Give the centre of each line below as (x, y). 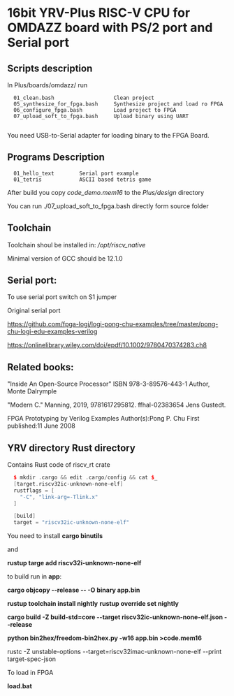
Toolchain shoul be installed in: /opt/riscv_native (76, 245)
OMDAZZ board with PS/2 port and (110, 28)
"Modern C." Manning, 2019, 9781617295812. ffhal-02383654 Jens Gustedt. (117, 405)
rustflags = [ (34, 491)
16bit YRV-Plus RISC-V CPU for (99, 13)
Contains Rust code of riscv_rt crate (59, 465)
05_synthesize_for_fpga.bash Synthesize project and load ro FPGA (118, 104)
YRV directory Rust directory (72, 448)
